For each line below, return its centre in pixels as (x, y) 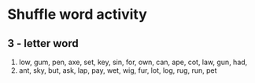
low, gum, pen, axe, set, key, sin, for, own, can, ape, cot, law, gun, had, (133, 62)
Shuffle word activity (77, 14)
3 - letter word (43, 43)
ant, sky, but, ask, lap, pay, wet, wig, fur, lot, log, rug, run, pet (118, 70)
